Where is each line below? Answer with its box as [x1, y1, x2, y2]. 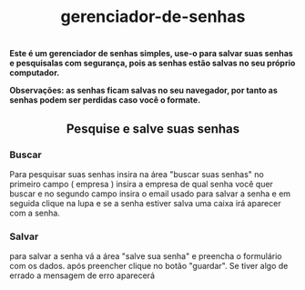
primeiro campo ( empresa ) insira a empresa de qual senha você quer [9, 179, 273, 190]
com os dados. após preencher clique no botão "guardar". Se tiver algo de [9, 261, 289, 272]
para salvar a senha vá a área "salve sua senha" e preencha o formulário [9, 251, 282, 262]
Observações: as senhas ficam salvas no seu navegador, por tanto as [9, 85, 278, 96]
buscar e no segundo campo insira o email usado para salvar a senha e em [9, 188, 291, 199]
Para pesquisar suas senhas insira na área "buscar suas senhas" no [9, 169, 264, 180]
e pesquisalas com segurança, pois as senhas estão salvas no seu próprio [9, 57, 296, 69]
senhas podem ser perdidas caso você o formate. [9, 95, 201, 105]
